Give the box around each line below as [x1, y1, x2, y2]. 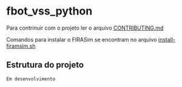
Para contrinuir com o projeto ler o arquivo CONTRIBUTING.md [6, 24, 164, 31]
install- [158, 36, 176, 43]
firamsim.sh [6, 42, 36, 50]
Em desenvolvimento [6, 76, 56, 82]
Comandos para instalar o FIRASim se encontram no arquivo [6, 36, 157, 43]
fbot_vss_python [6, 4, 93, 18]
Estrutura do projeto [6, 60, 84, 70]
